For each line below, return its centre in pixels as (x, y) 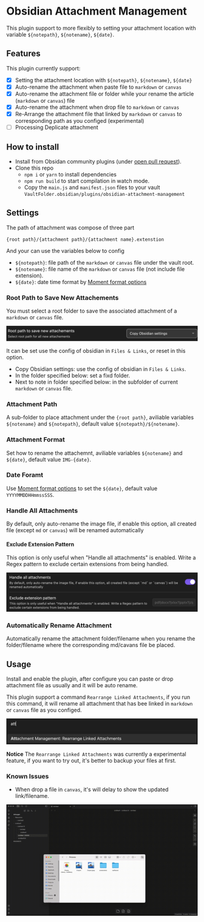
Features (23, 54)
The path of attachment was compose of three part (70, 227)
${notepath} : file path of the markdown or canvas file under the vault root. (104, 262)
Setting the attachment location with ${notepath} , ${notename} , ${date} (104, 80)
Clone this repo (34, 168)
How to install (33, 147)
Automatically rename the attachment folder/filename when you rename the (101, 639)
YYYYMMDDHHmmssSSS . (30, 494)
